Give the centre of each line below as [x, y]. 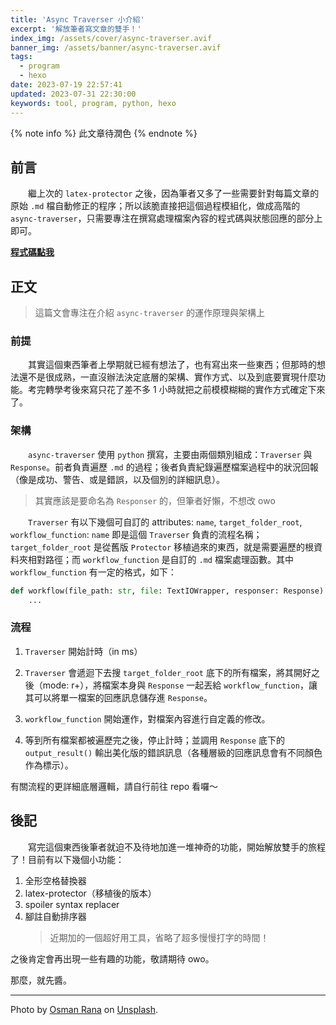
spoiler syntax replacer [72, 904]
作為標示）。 [49, 765]
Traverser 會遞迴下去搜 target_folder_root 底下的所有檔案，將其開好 [168, 672]
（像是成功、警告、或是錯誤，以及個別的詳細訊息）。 [117, 479]
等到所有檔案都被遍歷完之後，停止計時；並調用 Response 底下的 [154, 740]
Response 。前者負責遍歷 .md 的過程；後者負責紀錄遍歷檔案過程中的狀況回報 [164, 467]
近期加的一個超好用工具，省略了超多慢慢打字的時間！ [159, 937]
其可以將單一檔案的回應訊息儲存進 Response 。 [118, 697]
